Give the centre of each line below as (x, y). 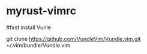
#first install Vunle (28, 27)
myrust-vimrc (41, 11)
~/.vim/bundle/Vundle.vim (38, 45)
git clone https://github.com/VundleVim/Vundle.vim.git (73, 39)
